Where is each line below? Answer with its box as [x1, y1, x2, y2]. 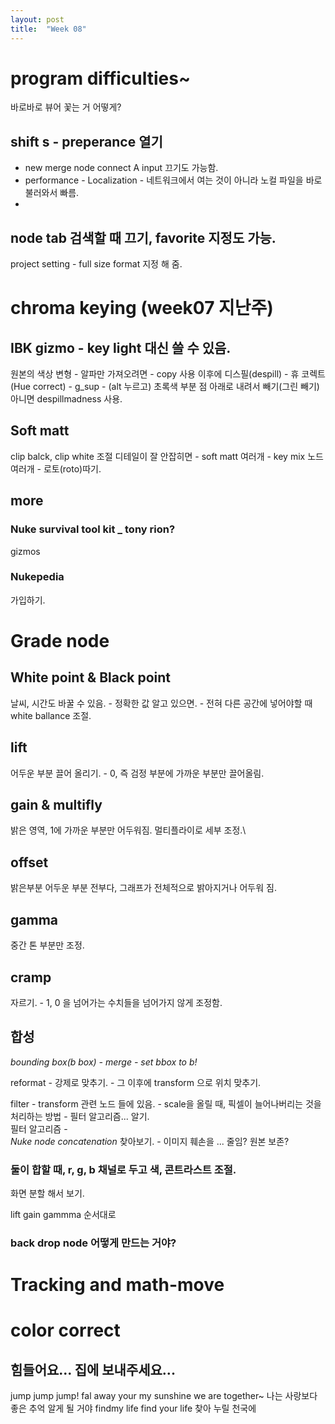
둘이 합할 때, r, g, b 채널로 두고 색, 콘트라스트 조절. [10, 1162, 237, 1176]
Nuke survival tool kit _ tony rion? [10, 522, 176, 536]
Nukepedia [10, 570, 65, 584]
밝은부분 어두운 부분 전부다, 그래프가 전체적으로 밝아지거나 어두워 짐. [10, 882, 277, 894]
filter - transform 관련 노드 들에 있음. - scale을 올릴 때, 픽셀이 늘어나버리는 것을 [10, 1097, 322, 1110]
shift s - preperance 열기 [10, 133, 163, 150]
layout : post [10, 14, 65, 25]
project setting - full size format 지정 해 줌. [10, 258, 183, 270]
